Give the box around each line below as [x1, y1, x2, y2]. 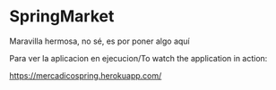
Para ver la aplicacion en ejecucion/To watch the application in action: [9, 53, 268, 63]
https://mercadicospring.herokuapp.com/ [9, 70, 162, 81]
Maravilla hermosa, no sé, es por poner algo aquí [9, 36, 190, 46]
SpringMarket [9, 6, 115, 27]
